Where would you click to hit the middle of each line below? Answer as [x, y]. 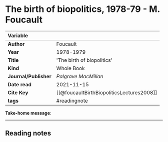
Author [16, 44]
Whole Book [70, 68]
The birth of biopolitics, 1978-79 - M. [82, 9]
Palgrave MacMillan [80, 76]
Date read [19, 84]
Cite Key [18, 92]
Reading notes [28, 133]
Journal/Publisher [29, 76]
